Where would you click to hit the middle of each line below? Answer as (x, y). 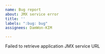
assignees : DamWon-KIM (29, 28)
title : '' (15, 19)
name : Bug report (23, 10)
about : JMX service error (32, 14)
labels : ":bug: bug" (27, 23)
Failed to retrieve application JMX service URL (53, 46)
